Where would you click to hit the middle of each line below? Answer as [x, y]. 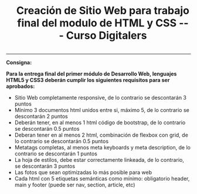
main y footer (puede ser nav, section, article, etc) [75, 185]
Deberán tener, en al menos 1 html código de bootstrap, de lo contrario [100, 122]
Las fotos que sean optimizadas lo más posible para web [83, 172]
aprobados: [21, 86]
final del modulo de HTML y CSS [97, 23]
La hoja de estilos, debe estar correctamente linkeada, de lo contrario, [99, 159]
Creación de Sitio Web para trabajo [103, 11]
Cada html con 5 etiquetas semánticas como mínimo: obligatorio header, [102, 178]
